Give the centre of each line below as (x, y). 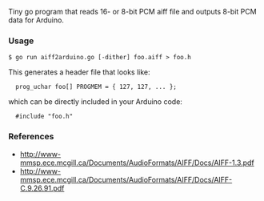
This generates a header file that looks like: (79, 72)
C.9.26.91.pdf (42, 188)
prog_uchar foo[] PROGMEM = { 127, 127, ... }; (96, 87)
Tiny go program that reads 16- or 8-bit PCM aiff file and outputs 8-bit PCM (133, 12)
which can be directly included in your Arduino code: (95, 102)
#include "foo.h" (44, 117)
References (31, 137)
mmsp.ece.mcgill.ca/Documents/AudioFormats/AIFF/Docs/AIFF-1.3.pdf (137, 163)
